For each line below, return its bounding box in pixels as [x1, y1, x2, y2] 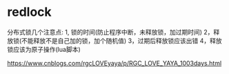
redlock [7, 4, 52, 20]
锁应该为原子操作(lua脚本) [7, 45, 81, 53]
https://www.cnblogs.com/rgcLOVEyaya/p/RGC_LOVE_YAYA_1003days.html [7, 59, 222, 67]
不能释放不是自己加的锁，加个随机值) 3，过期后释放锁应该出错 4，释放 [21, 36, 222, 45]
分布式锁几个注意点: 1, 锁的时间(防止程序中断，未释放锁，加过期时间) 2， [7, 28, 214, 36]
